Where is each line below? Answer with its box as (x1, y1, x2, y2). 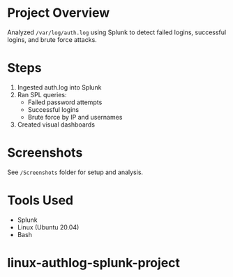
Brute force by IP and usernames (27, 113, 123, 121)
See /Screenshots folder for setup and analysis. (7, 168, 144, 176)
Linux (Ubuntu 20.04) (17, 222, 80, 232)
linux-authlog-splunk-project (7, 255, 180, 271)
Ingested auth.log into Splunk (17, 83, 103, 92)
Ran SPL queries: (17, 90, 67, 99)
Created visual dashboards (17, 120, 96, 129)
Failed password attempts (27, 98, 103, 106)
